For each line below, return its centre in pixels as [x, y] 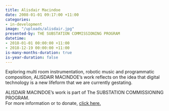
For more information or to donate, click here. [53, 103]
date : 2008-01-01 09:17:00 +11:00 [42, 15]
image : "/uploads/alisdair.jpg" [40, 29]
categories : [18, 19]
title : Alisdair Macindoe [33, 10]
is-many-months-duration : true [39, 52]
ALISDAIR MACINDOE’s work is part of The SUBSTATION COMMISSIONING [84, 93]
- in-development [24, 24]
